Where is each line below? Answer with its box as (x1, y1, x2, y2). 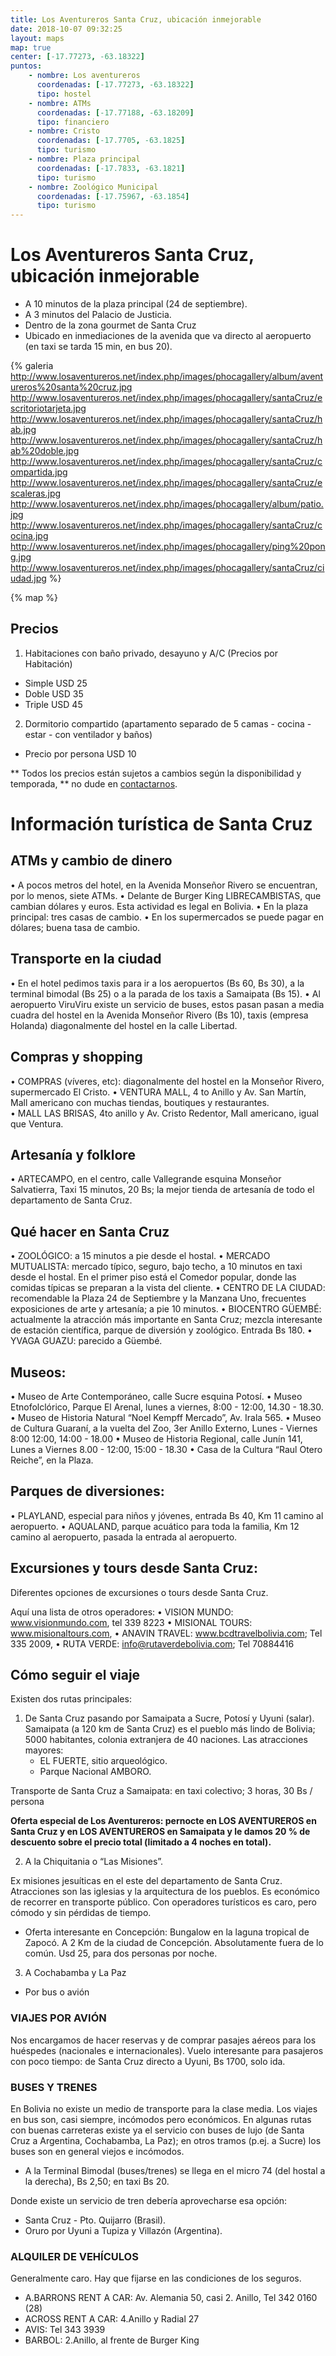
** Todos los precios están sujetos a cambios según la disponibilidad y (10, 767, 302, 779)
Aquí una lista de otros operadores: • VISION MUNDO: (10, 1606, 234, 1618)
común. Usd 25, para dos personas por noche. (24, 1947, 218, 1960)
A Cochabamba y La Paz (24, 1967, 127, 1979)
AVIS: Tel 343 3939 (24, 2324, 106, 2336)
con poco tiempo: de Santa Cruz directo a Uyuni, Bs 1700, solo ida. (10, 2055, 286, 2067)
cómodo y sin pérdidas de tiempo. (10, 1907, 152, 1919)
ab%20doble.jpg (10, 445, 80, 457)
